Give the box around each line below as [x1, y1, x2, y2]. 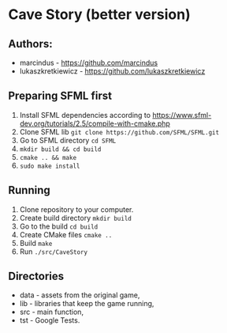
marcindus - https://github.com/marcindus [19, 58, 158, 67]
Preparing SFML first [8, 89, 113, 103]
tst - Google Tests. [19, 316, 80, 325]
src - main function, [19, 307, 84, 317]
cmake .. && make [19, 153, 77, 161]
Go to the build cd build [19, 221, 99, 231]
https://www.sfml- [152, 110, 212, 119]
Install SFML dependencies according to [19, 110, 151, 119]
